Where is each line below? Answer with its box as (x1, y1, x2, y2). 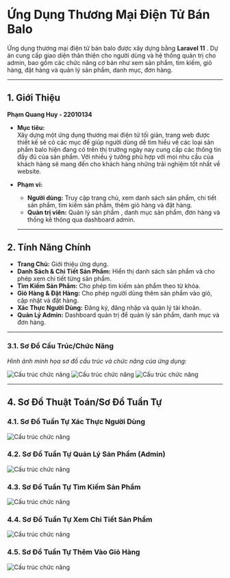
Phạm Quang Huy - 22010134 (7, 110, 92, 118)
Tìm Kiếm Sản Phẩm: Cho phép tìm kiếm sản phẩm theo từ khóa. (16, 281, 201, 290)
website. (16, 167, 42, 175)
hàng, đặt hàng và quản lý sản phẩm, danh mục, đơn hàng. (7, 66, 173, 74)
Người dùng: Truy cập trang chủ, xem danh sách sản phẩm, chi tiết (27, 194, 217, 202)
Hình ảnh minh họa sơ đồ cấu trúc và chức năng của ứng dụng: (7, 356, 187, 365)
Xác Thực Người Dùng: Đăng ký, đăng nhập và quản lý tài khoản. (16, 303, 201, 311)
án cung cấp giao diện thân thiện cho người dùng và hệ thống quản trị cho (7, 51, 216, 60)
